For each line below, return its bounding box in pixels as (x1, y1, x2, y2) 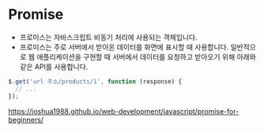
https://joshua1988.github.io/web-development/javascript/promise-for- (8, 106, 239, 115)
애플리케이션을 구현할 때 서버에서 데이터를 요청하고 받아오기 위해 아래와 (36, 52, 257, 61)
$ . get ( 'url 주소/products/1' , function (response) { (8, 77, 183, 86)
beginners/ (8, 115, 44, 124)
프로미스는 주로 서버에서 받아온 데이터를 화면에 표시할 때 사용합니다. (19, 42, 229, 52)
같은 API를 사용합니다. (19, 61, 89, 71)
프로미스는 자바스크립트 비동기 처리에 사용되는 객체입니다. (19, 32, 198, 42)
